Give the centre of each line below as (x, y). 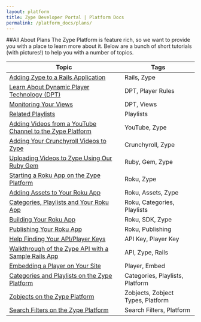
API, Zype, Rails (147, 253)
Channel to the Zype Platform (50, 131)
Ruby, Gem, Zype (149, 162)
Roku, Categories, (150, 202)
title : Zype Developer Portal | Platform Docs (65, 17)
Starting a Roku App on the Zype (55, 175)
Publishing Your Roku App (46, 229)
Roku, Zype (141, 179)
